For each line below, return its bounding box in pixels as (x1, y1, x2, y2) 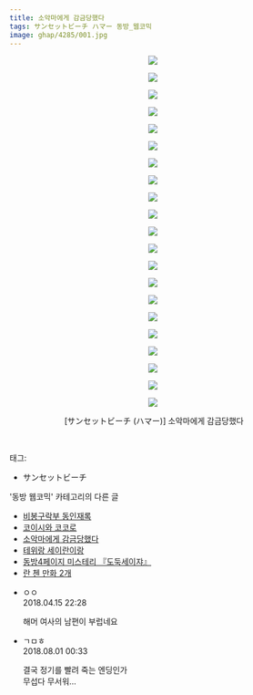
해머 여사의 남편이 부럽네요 (22, 617, 118, 628)
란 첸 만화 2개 (22, 567, 72, 579)
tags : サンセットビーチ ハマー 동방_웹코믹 (9, 22, 152, 31)
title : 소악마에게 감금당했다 (9, 13, 105, 23)
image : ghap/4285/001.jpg (9, 30, 107, 39)
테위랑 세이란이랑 (22, 545, 85, 556)
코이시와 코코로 (22, 522, 77, 534)
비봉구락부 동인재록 (22, 511, 92, 522)
